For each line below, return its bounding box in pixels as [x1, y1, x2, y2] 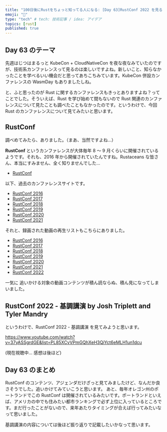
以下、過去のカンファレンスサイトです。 [5, 180, 88, 186]
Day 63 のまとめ [5, 365, 56, 374]
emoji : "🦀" [5, 12, 28, 17]
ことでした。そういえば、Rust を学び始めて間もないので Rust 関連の [5, 96, 145, 102]
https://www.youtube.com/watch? [5, 334, 75, 340]
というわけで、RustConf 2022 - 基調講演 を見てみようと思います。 [5, 324, 142, 330]
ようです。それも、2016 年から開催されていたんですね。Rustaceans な [5, 154, 150, 160]
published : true [5, 26, 39, 31]
